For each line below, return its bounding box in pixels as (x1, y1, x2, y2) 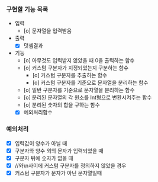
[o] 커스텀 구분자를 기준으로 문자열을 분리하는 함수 (32, 79, 149, 87)
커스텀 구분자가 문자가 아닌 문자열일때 (14, 169, 102, 176)
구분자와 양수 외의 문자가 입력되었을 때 (14, 147, 104, 154)
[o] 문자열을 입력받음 (23, 27, 72, 34)
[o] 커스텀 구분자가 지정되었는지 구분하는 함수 (23, 64, 129, 72)
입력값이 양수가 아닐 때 (14, 139, 67, 146)
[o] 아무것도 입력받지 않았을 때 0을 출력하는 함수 (23, 57, 135, 64)
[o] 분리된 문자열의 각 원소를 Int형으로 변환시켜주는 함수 (23, 94, 152, 101)
